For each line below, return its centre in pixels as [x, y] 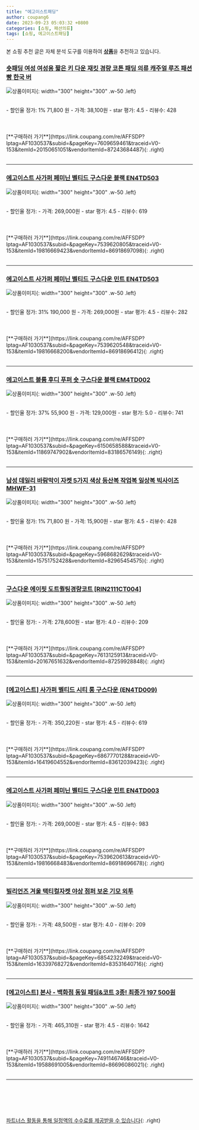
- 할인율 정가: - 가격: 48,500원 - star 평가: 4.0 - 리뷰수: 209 [76, 924]
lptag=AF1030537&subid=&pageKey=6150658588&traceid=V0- [84, 446]
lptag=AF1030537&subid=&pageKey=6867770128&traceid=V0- [83, 756]
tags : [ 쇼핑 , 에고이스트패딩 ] [38, 34]
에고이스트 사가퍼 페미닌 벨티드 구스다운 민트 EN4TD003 [83, 790]
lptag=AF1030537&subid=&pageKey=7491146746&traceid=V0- [83, 1059]
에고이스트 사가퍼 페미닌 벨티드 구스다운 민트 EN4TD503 [83, 279]
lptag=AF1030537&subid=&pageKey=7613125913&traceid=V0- [82, 655]
